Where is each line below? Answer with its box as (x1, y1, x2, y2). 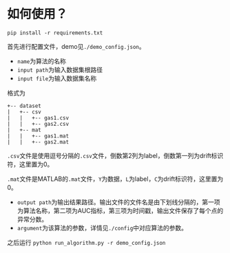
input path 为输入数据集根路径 (17, 65, 103, 74)
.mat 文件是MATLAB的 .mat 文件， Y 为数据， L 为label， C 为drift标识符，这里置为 (7, 175, 224, 183)
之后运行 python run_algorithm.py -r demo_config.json (7, 238, 166, 246)
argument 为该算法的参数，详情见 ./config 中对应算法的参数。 (17, 223, 188, 232)
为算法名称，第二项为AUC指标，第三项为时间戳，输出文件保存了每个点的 (17, 206, 224, 214)
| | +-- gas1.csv (7, 114, 70, 121)
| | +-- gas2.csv (7, 120, 70, 127)
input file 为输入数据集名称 (17, 74, 97, 82)
